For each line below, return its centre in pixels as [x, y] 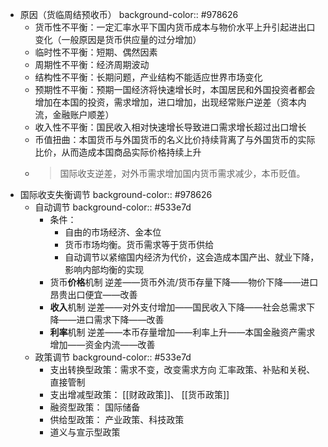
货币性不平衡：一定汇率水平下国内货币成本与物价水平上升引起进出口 [175, 27]
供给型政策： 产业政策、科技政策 [117, 419]
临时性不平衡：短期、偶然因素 [96, 52]
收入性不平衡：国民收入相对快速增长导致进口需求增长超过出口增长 [170, 127]
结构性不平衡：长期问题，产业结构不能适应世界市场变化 [148, 77]
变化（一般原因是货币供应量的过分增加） [118, 39]
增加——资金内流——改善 [102, 344]
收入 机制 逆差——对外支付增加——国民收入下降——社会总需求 [178, 307]
